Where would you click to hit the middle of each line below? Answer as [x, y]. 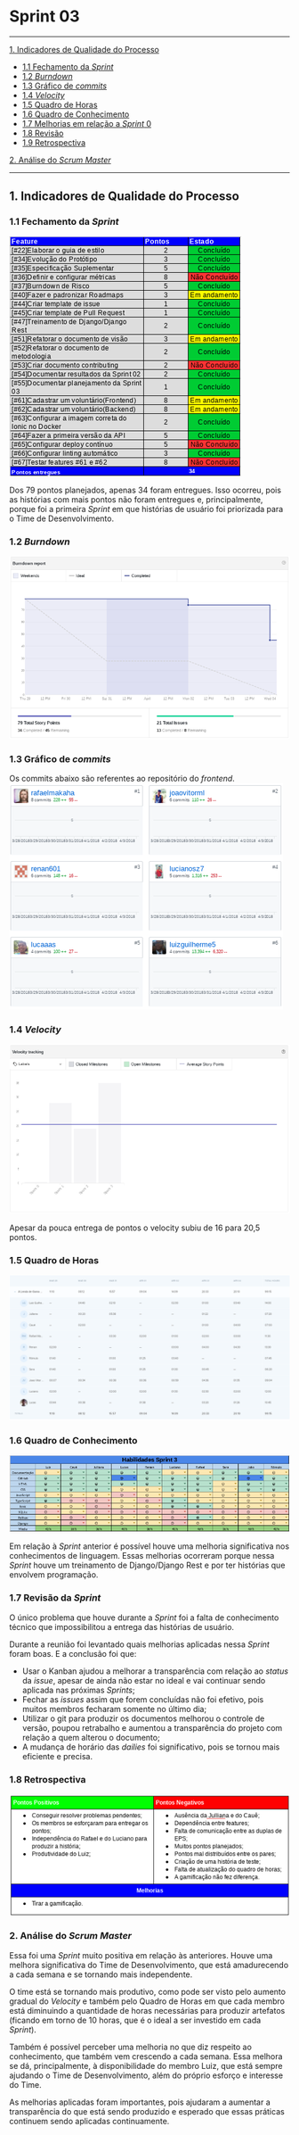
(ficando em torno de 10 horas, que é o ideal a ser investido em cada [135, 2020]
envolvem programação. [54, 1575]
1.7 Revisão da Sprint [55, 1598]
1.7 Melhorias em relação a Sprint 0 [87, 123]
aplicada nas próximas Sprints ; [78, 1690]
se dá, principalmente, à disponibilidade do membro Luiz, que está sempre [146, 2065]
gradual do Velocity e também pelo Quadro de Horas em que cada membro [147, 2001]
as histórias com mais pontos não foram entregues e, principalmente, [136, 499]
